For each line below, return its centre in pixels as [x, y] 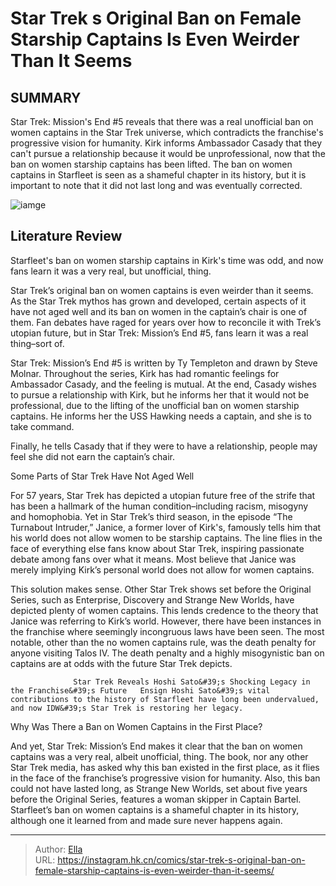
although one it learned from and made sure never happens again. [146, 820]
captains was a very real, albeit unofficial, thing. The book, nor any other [159, 756]
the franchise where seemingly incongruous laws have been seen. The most [167, 631]
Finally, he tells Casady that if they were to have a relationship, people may [164, 446]
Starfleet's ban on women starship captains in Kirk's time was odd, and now [167, 260]
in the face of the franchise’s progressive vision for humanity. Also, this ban [165, 778]
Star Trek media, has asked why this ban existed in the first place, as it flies [165, 767]
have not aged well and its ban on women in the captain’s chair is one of [159, 311]
